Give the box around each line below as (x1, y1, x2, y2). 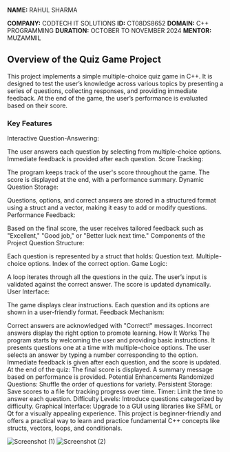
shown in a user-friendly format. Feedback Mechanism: (7, 308, 165, 316)
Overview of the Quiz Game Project (7, 54, 162, 65)
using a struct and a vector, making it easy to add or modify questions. (7, 203, 207, 212)
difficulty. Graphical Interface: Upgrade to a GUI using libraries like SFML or (7, 402, 222, 411)
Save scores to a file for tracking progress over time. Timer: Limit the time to (7, 387, 223, 395)
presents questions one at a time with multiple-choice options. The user (7, 344, 211, 352)
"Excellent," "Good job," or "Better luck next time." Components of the (7, 232, 205, 240)
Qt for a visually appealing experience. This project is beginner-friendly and (7, 409, 222, 418)
